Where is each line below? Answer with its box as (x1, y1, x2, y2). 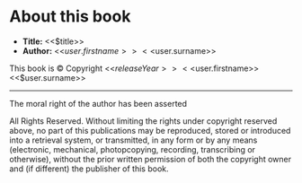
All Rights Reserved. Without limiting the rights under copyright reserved (9, 115, 278, 126)
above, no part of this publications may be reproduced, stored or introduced (9, 125, 291, 135)
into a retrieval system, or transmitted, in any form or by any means (9, 135, 258, 145)
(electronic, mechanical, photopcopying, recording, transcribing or (9, 144, 256, 154)
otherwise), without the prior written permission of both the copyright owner (9, 153, 292, 164)
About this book (9, 6, 131, 27)
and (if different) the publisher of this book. (9, 163, 169, 174)
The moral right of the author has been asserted (9, 98, 187, 109)
